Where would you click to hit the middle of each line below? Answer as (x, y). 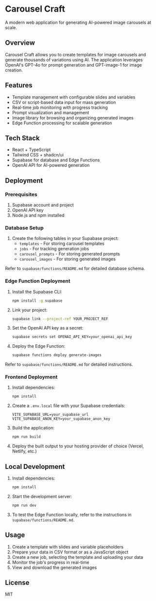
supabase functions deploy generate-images (57, 355)
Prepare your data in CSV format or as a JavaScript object (70, 552)
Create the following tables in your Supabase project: (65, 239)
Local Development (35, 467)
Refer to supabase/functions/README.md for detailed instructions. (69, 364)
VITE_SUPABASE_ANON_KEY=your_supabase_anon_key (61, 419)
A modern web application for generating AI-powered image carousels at (78, 22)
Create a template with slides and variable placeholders (68, 547)
